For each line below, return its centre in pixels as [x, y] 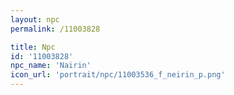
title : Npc [33, 47]
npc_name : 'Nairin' [51, 66]
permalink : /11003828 [55, 29]
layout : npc [35, 19]
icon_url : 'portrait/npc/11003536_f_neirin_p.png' [118, 75]
